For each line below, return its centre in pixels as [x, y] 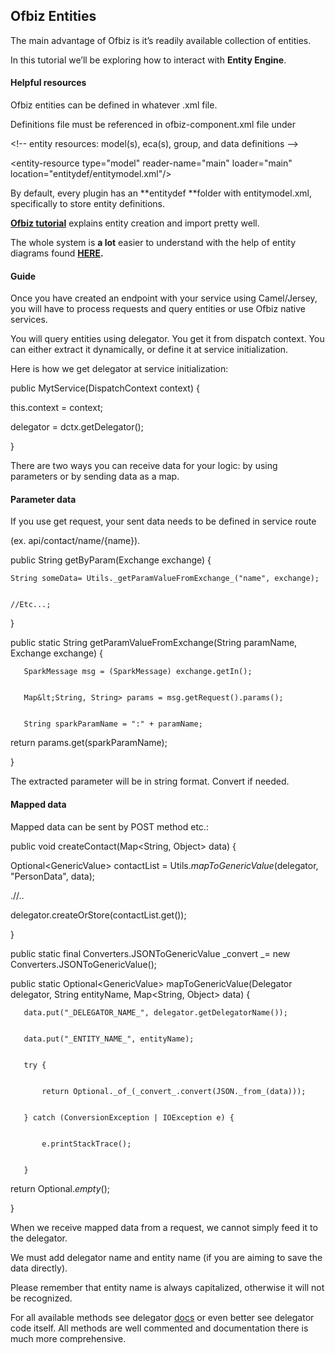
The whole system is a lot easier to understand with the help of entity [153, 243]
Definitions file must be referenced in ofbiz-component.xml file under [153, 125]
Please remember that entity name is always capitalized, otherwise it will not [167, 1287]
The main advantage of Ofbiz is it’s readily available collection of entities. [161, 40]
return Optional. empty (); [60, 1188]
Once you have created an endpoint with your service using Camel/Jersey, [164, 298]
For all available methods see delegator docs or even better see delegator [162, 1317]
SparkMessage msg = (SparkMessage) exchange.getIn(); [138, 672]
